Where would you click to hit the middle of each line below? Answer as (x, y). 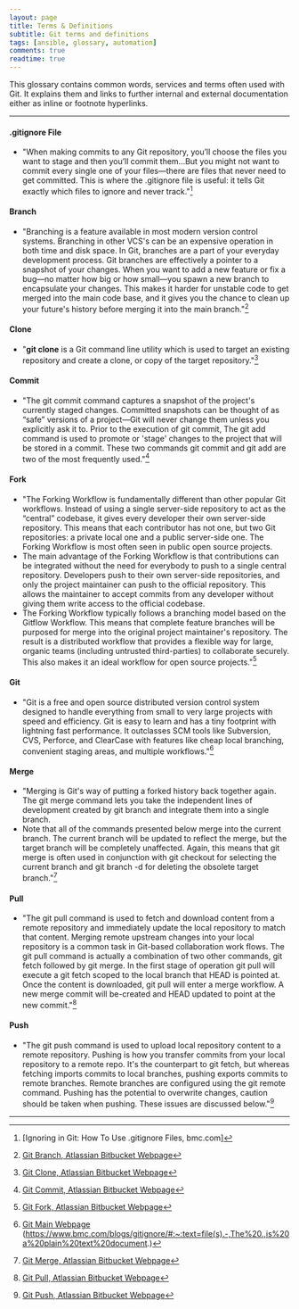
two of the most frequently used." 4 (86, 458)
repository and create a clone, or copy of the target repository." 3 (140, 360)
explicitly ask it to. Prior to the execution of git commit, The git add (144, 428)
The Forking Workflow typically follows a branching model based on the (154, 613)
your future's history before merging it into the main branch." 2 (135, 308)
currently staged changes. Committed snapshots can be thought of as (151, 410)
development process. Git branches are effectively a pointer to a (140, 261)
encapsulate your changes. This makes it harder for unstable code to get (155, 289)
